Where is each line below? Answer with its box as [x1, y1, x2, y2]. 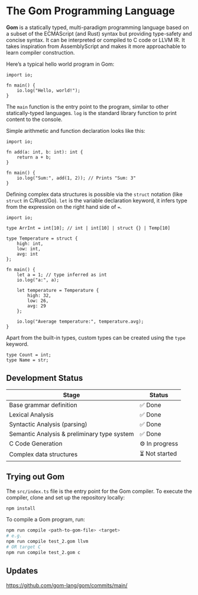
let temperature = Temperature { [17, 287, 99, 293]
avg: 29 [27, 303, 46, 309]
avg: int [17, 251, 38, 257]
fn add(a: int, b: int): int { [6, 149, 83, 155]
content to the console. [6, 116, 63, 123]
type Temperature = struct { [6, 236, 78, 241]
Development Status [6, 373, 83, 383]
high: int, [17, 240, 44, 247]
